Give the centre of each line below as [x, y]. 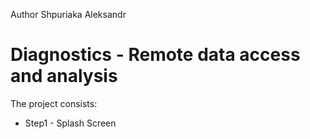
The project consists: [54, 103]
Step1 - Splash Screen [70, 123]
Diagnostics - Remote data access [155, 55]
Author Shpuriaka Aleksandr [68, 14]
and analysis [64, 76]
